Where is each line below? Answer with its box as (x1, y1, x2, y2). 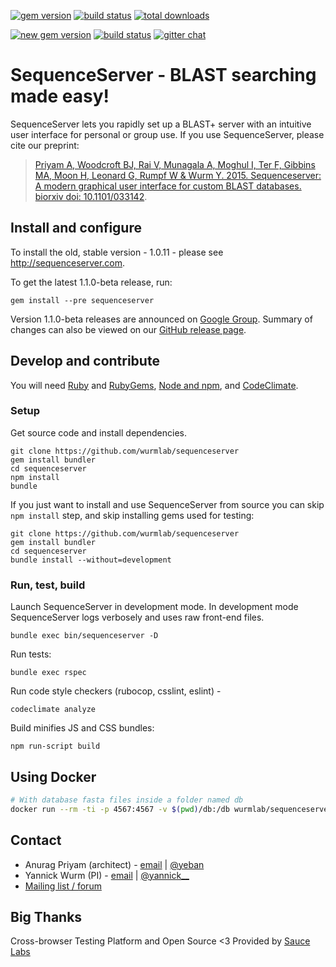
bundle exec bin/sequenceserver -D (10, 631, 159, 641)
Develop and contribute (10, 353, 160, 370)
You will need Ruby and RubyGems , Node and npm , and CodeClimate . (10, 379, 299, 391)
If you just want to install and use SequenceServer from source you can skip (10, 498, 325, 510)
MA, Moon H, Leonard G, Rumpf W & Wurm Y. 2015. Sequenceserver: (34, 169, 322, 181)
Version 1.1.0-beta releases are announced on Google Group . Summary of (10, 313, 313, 325)
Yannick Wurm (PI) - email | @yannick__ (24, 869, 190, 881)
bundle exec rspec (10, 668, 87, 678)
